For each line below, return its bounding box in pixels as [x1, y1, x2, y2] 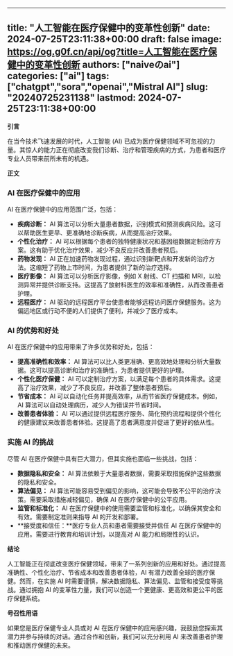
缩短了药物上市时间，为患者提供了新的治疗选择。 [35, 263, 175, 271]
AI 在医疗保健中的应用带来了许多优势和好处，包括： [7, 343, 155, 351]
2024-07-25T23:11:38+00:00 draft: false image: [7, 33, 222, 45]
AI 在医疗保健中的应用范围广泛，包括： [7, 205, 119, 214]
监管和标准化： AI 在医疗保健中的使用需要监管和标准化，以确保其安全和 [17, 504, 222, 512]
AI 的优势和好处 [7, 326, 59, 335]
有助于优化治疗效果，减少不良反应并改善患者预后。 [35, 246, 182, 254]
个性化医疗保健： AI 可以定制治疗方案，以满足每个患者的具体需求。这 [17, 375, 216, 383]
